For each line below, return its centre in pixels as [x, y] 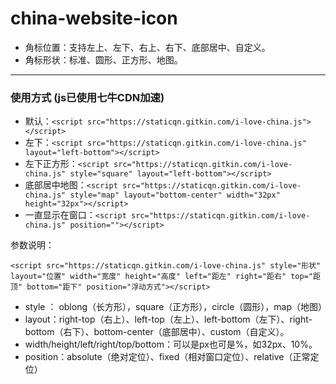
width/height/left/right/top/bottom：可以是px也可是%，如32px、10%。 [171, 344]
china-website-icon [94, 18]
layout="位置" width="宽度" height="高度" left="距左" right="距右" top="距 [165, 277]
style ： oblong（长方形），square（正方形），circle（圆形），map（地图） [175, 307]
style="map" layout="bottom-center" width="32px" [175, 195]
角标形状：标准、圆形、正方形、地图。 [103, 59]
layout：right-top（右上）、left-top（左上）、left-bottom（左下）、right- [168, 319]
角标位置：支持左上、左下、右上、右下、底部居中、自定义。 [147, 47]
